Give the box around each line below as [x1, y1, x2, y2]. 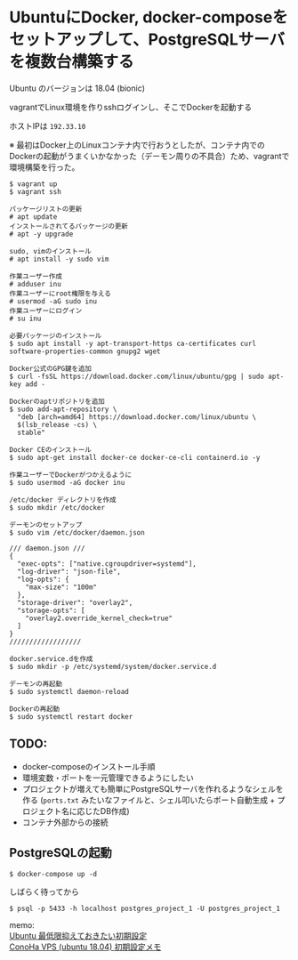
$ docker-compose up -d [9, 869, 98, 878]
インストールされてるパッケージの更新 [9, 222, 129, 230]
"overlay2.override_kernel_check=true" [25, 614, 173, 623]
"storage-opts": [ [17, 606, 86, 615]
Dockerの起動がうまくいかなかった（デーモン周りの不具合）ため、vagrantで [9, 150, 290, 161]
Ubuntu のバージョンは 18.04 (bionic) [9, 83, 145, 93]
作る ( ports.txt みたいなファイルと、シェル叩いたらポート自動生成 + [21, 795, 276, 805]
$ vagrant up [9, 179, 58, 189]
